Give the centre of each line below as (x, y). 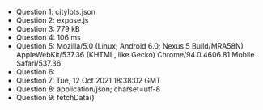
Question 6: (35, 72)
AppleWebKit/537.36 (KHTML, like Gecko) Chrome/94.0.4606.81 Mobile (135, 55)
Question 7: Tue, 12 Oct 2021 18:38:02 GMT (88, 80)
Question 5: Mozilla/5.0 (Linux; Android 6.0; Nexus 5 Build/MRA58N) (130, 46)
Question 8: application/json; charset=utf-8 (88, 89)
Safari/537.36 (38, 63)
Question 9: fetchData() (55, 97)
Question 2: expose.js (52, 20)
